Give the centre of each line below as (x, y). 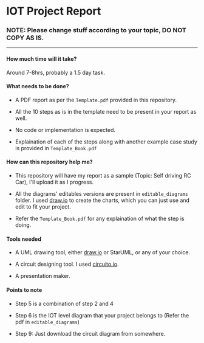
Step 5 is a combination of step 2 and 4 (64, 303)
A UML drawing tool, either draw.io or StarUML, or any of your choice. (102, 252)
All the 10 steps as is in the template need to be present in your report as (106, 111)
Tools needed (24, 239)
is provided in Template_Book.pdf (56, 148)
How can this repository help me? (49, 162)
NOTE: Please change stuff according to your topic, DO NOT (97, 30)
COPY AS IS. (25, 38)
